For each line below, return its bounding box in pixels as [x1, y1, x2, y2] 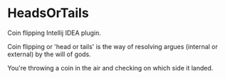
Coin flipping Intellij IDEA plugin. [7, 28, 102, 37]
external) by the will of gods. [7, 50, 91, 58]
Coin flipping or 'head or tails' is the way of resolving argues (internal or [7, 42, 219, 51]
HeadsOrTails [7, 5, 89, 21]
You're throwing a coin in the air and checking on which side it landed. [7, 63, 214, 72]
